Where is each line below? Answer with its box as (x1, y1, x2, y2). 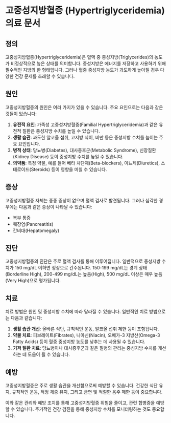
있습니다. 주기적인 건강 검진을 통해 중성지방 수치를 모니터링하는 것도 (16, 406, 151, 412)
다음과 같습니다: (10, 315, 42, 321)
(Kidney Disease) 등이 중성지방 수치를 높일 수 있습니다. (12, 153, 124, 159)
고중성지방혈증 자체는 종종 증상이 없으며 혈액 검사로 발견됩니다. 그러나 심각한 (5, 197, 158, 203)
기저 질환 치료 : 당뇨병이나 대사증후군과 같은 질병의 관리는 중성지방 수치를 (12, 345, 157, 351)
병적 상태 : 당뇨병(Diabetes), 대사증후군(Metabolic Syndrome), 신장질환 (12, 147, 157, 153)
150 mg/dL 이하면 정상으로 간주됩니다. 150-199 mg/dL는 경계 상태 (14, 265, 148, 271)
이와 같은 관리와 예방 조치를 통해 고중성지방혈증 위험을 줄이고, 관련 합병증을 (5, 400, 155, 406)
